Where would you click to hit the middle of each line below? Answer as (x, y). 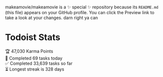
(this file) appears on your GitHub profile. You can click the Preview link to (80, 12)
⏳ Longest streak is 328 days (35, 69)
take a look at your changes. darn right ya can (52, 18)
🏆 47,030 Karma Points (29, 51)
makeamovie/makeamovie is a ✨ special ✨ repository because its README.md (82, 7)
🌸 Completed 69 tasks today (34, 58)
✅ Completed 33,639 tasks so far (39, 63)
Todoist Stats (33, 37)
